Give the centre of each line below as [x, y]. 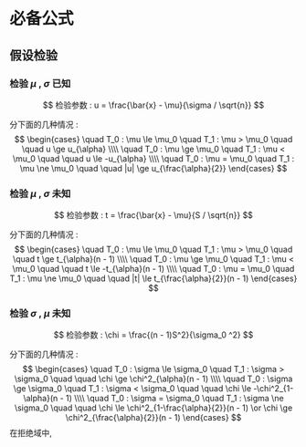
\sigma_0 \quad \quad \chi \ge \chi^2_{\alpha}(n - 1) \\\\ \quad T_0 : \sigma [153, 379]
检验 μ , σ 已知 [40, 83]
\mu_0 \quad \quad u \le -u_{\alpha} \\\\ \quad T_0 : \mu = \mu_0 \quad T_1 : [153, 158]
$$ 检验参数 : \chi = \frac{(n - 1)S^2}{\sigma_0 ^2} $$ [153, 335]
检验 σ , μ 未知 [40, 314]
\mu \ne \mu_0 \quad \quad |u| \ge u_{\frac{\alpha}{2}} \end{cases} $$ [153, 168]
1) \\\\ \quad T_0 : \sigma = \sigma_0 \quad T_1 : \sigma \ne [175, 399]
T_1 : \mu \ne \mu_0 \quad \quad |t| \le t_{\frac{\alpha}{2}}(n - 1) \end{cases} [153, 278]
